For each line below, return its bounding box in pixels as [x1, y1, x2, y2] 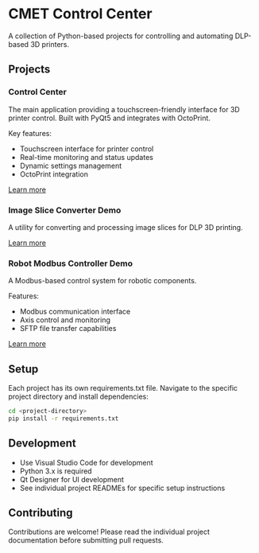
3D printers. [30, 39, 70, 49]
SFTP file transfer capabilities [19, 324, 117, 333]
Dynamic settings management [19, 161, 122, 170]
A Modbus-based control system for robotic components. [8, 276, 197, 286]
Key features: [8, 128, 52, 138]
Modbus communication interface [19, 307, 131, 317]
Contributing [8, 506, 73, 520]
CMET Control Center [8, 5, 153, 23]
